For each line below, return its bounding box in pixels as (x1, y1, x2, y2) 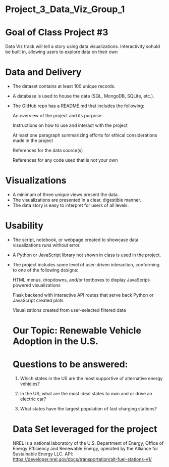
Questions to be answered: (12, 359, 128, 370)
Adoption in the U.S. (12, 336, 98, 347)
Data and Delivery (5, 67, 82, 78)
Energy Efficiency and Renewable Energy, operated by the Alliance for (12, 446, 158, 451)
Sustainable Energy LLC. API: (12, 451, 73, 457)
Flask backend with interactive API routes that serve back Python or (12, 292, 154, 298)
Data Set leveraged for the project (12, 424, 157, 435)
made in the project (12, 137, 53, 144)
